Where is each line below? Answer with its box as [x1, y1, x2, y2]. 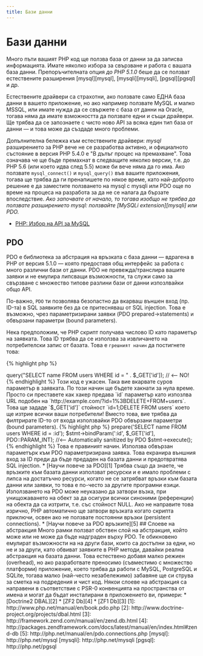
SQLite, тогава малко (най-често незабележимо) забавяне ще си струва [6, 572, 194, 579]
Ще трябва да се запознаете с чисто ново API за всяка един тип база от [6, 119, 193, 126]
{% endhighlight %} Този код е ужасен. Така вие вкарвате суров [6, 378, 173, 385]
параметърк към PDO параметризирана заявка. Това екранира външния [6, 449, 196, 457]
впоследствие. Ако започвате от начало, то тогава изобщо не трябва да [6, 195, 196, 202]
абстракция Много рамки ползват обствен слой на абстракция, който [6, 527, 188, 534]
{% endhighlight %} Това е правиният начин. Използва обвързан [6, 443, 173, 450]
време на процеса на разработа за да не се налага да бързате [6, 188, 170, 196]
